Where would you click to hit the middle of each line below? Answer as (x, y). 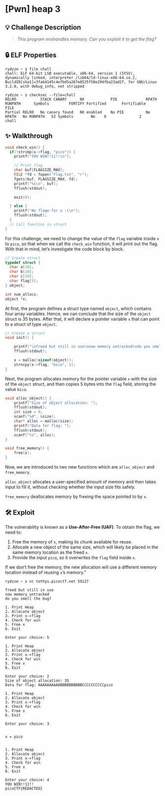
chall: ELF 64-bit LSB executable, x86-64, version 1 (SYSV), (70, 73)
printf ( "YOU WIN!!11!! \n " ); (42, 156)
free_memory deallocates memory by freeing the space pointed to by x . (76, 496)
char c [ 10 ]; (22, 276)
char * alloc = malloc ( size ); (44, 421)
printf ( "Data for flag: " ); (42, 426)
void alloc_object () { (28, 398)
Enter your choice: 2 (27, 676)
